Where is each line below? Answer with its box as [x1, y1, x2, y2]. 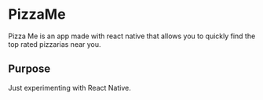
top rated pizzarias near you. [8, 39, 101, 48]
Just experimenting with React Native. [8, 83, 131, 92]
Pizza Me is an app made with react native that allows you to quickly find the [8, 31, 256, 41]
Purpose [8, 62, 51, 76]
